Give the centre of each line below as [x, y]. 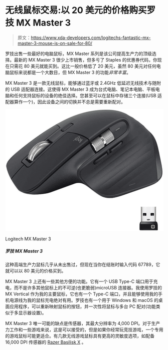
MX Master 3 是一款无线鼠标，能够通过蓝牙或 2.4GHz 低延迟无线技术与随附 [83, 83]
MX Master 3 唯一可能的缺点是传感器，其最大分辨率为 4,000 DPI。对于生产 [83, 323]
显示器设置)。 [32, 313]
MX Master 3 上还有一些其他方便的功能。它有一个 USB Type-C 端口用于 [79, 281]
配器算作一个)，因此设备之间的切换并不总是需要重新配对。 [65, 102]
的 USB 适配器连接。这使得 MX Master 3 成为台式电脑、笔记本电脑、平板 [80, 89]
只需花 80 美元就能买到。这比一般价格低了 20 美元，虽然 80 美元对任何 [83, 66]
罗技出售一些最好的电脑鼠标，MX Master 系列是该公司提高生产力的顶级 [78, 54]
